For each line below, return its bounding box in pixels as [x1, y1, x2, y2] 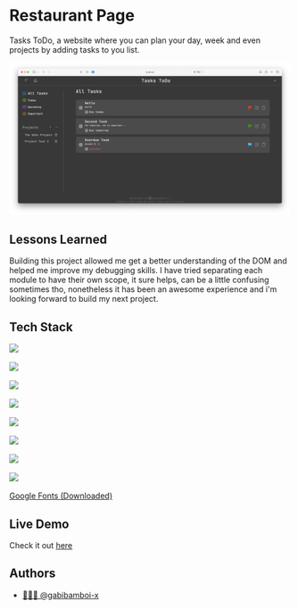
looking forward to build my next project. [9, 294, 159, 304]
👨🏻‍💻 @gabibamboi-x [21, 589, 100, 600]
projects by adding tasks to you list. [9, 44, 140, 54]
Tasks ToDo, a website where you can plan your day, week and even [9, 35, 261, 46]
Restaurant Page [9, 5, 136, 26]
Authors [9, 566, 56, 581]
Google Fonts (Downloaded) [9, 490, 113, 501]
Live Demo [9, 516, 70, 531]
